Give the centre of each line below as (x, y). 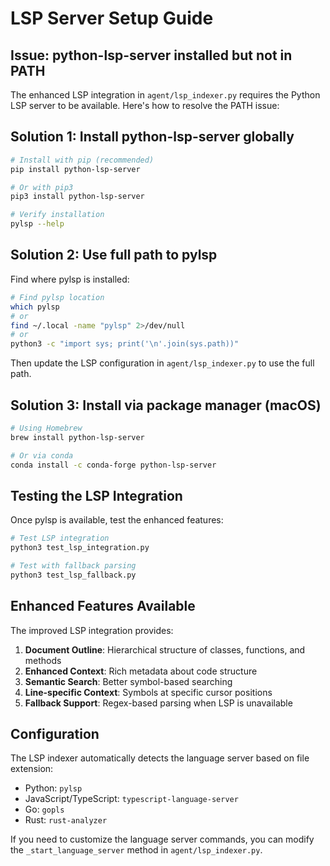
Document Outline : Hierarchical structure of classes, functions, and (165, 649)
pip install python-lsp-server (75, 169)
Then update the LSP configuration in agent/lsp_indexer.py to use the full (162, 363)
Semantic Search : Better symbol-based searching (128, 681)
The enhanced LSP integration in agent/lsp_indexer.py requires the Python (165, 95)
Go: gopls (44, 809)
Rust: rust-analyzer (66, 820)
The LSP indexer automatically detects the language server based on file (160, 758)
